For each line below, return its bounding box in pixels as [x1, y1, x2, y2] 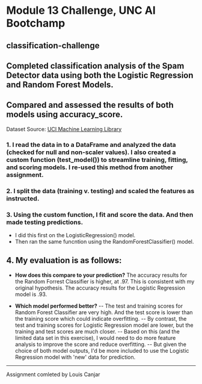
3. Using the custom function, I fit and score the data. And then [6, 210, 194, 218]
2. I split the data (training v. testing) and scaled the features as [6, 187, 195, 195]
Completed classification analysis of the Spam [6, 61, 185, 71]
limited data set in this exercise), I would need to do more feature [14, 334, 176, 341]
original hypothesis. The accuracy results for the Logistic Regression [14, 284, 185, 291]
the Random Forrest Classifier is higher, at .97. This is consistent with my [14, 277, 195, 285]
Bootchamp [6, 16, 66, 30]
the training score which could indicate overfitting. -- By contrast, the [14, 315, 187, 322]
